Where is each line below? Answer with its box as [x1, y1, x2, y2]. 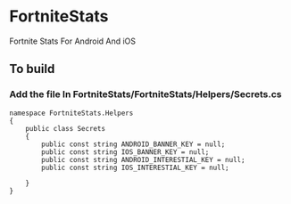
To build [9, 61, 55, 77]
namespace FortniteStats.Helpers [9, 109, 134, 118]
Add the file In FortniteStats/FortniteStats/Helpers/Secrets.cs [9, 88, 282, 101]
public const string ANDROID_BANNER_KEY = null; [41, 140, 226, 149]
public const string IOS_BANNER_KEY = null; [41, 147, 210, 157]
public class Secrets [25, 124, 105, 133]
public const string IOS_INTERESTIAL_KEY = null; [41, 163, 229, 172]
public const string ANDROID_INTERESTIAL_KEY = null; [41, 155, 245, 164]
